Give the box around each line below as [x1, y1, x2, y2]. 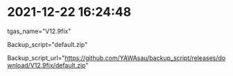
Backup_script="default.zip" [7, 40, 88, 48]
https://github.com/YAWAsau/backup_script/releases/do [64, 53, 226, 62]
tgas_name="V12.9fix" [7, 27, 71, 35]
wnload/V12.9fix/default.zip [7, 61, 86, 69]
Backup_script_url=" [7, 53, 65, 62]
